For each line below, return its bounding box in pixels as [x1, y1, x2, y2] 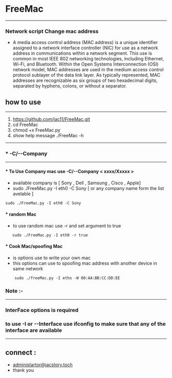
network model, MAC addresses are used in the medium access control [12, 67, 164, 73]
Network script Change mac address [5, 28, 99, 35]
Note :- [5, 287, 24, 295]
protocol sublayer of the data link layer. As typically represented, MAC [12, 72, 161, 78]
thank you [12, 367, 34, 373]
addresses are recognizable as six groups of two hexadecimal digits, [12, 77, 158, 83]
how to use [5, 98, 41, 107]
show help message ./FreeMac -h [12, 133, 84, 139]
